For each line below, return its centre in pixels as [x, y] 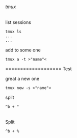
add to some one [23, 50]
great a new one [22, 79]
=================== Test [39, 69]
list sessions [18, 22]
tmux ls [14, 32]
